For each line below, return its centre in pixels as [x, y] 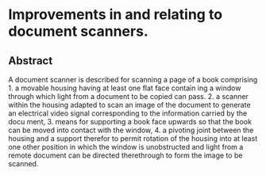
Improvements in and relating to [116, 15]
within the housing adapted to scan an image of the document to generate [130, 105]
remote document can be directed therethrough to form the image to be [125, 155]
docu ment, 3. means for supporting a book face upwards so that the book [130, 122]
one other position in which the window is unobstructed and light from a [126, 147]
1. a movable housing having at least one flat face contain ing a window [125, 88]
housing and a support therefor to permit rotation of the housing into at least [133, 139]
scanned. [23, 164]
